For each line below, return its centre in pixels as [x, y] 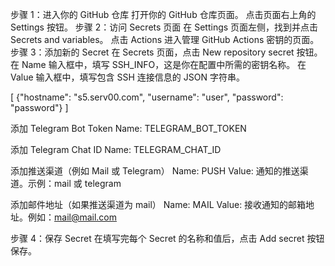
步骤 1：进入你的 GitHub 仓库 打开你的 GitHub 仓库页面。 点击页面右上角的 [163, 14]
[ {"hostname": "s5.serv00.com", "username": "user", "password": [147, 97]
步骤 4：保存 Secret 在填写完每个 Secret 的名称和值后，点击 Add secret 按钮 [167, 238]
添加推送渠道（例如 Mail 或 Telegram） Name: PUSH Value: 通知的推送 [155, 171]
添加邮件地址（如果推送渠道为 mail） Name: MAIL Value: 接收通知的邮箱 [158, 204]
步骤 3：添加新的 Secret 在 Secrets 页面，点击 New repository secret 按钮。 [166, 52]
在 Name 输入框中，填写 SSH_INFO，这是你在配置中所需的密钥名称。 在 [158, 64]
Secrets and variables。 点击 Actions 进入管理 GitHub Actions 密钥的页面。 [165, 39]
